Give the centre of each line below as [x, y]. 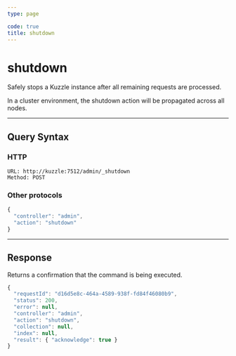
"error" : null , [36, 307]
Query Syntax [38, 137]
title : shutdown [31, 33]
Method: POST [26, 178]
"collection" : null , [44, 327]
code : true [23, 26]
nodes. [17, 108]
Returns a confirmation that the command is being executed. [95, 275]
